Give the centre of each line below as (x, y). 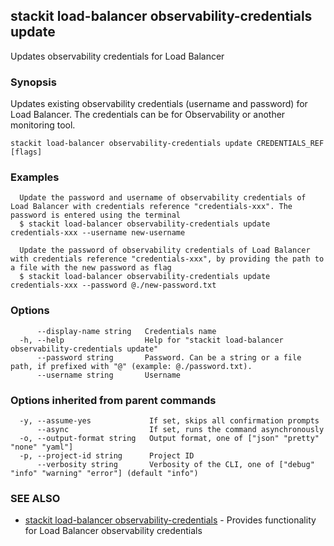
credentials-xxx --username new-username (98, 233)
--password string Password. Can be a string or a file (169, 357)
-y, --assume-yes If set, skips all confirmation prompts (169, 421)
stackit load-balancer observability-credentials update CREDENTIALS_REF (167, 144)
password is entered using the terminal (96, 215)
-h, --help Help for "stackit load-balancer (151, 340)
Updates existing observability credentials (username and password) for (159, 104)
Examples (35, 177)
